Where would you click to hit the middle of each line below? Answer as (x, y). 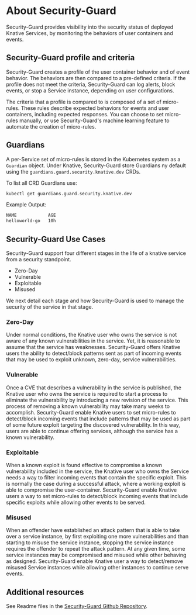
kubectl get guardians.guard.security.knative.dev (69, 194)
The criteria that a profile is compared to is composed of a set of (84, 102)
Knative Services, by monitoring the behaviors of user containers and (90, 33)
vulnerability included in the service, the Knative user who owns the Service (97, 471)
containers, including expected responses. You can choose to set (85, 114)
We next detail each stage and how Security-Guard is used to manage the (95, 300)
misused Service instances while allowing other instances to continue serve (97, 568)
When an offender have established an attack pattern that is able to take (93, 530)
